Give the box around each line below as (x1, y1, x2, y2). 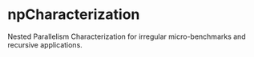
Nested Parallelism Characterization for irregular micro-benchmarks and (7, 32, 246, 41)
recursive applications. (7, 40, 83, 49)
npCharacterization (7, 6, 140, 24)
